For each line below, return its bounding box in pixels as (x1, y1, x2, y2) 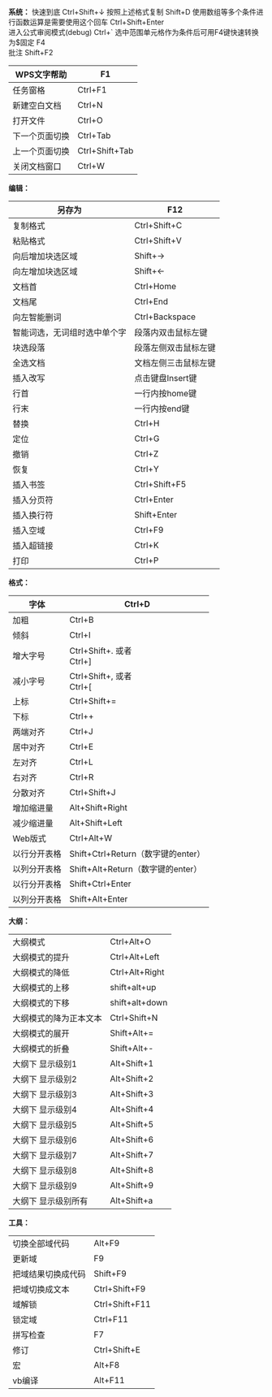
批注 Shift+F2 (8, 48, 54, 57)
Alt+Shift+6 (110, 1134, 154, 1145)
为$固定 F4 (8, 37, 46, 47)
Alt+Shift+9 (110, 1180, 154, 1191)
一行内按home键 (134, 388, 197, 399)
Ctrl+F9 (134, 525, 164, 535)
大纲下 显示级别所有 (12, 1196, 89, 1206)
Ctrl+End (134, 296, 169, 307)
